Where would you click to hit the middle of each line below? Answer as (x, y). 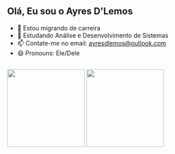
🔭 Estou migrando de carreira (59, 28)
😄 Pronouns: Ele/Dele (49, 53)
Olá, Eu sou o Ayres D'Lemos (70, 11)
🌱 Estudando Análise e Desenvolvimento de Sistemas (93, 35)
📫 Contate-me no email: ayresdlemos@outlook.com (92, 43)
